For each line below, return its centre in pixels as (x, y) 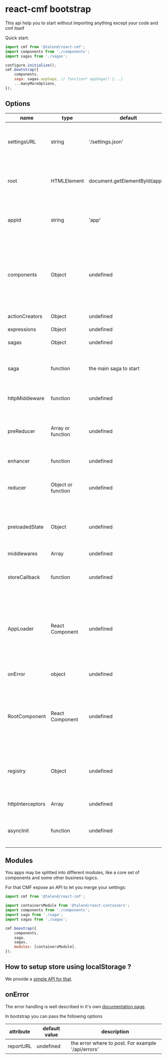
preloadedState (26, 527)
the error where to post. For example (114, 1043)
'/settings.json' (106, 142)
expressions (22, 329)
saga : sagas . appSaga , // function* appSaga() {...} (69, 79)
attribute (20, 1031)
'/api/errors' (85, 1049)
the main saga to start (114, 368)
